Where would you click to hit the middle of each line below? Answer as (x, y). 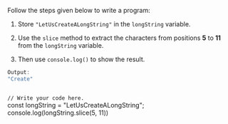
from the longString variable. (61, 45)
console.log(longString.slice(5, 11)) (58, 113)
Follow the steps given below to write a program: (79, 10)
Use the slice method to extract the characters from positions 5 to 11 (119, 38)
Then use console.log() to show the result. (81, 59)
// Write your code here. (46, 98)
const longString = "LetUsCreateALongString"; (76, 105)
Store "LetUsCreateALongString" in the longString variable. (104, 24)
